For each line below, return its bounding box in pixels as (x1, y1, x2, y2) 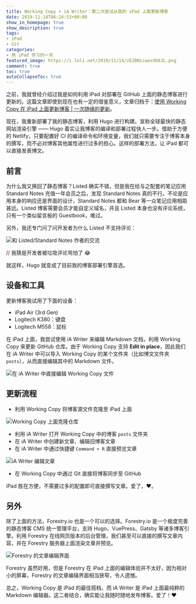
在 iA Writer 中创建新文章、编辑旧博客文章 (14, 438, 116, 445)
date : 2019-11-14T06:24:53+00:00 (6, 14, 88, 20)
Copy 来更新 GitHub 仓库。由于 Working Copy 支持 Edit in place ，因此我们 (6, 343, 186, 350)
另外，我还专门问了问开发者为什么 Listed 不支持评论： (6, 224, 136, 231)
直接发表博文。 (11, 147, 47, 154)
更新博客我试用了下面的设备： (6, 297, 78, 304)
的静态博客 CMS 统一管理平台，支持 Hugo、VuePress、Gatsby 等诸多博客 (6, 525, 184, 532)
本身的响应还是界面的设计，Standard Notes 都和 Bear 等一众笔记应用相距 (11, 197, 188, 204)
